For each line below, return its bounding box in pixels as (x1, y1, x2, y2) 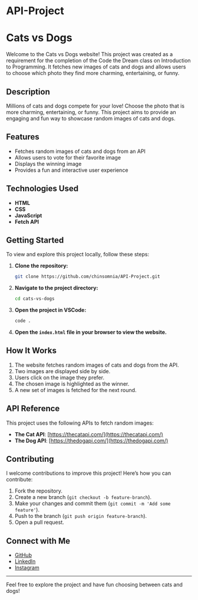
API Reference (6, 403, 60, 414)
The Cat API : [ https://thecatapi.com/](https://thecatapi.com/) (14, 431, 163, 438)
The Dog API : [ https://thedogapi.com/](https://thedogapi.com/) (14, 437, 169, 444)
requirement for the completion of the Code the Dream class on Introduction (6, 57, 191, 64)
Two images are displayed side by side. (14, 367, 111, 374)
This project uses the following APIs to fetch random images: (6, 419, 154, 426)
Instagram (14, 564, 39, 571)
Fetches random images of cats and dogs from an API (14, 148, 146, 155)
